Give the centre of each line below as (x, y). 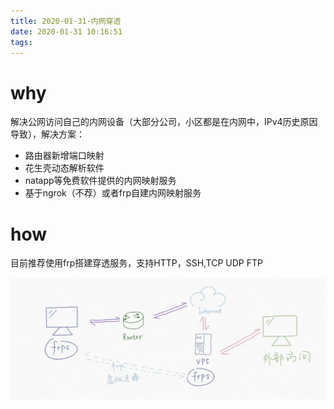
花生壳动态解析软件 (64, 168)
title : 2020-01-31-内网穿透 (66, 21)
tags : (21, 42)
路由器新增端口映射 (64, 156)
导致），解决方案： (47, 134)
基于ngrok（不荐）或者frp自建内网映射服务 (113, 193)
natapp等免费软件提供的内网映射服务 (100, 181)
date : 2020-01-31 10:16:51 (66, 31)
